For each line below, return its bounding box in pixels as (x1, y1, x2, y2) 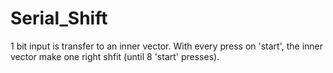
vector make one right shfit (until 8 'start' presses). (10, 50, 220, 62)
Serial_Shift (10, 7, 108, 30)
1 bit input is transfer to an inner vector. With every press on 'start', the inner (10, 40, 324, 52)
